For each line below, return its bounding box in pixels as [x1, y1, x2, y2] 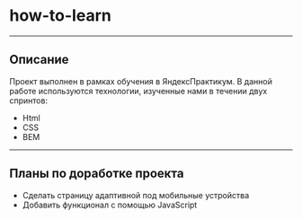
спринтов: [9, 95, 48, 106]
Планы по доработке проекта [9, 166, 184, 181]
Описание [9, 52, 69, 67]
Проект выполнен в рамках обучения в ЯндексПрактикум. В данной [9, 75, 272, 86]
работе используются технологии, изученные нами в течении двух [9, 85, 268, 96]
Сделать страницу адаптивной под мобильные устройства [22, 189, 250, 200]
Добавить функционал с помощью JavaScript [22, 199, 198, 210]
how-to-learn [9, 5, 112, 26]
